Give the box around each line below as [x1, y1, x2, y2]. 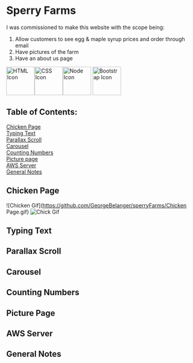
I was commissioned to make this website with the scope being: [6, 24, 165, 31]
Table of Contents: [6, 107, 78, 117]
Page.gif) [6, 208, 29, 215]
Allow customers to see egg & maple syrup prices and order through [14, 35, 185, 42]
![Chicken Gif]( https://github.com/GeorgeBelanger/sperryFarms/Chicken [6, 201, 187, 209]
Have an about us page [14, 54, 74, 62]
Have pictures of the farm [14, 48, 79, 55]
